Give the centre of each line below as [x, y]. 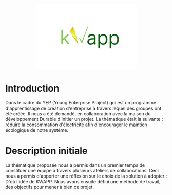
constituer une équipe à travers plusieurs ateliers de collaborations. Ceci [82, 170]
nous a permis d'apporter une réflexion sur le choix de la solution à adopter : [86, 176]
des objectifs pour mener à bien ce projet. [50, 187]
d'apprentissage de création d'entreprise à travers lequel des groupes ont [83, 108]
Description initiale [46, 151]
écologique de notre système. [37, 130]
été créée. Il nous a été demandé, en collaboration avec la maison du [78, 113]
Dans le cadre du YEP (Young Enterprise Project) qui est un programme [81, 102]
